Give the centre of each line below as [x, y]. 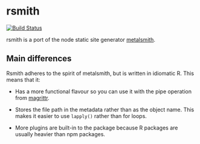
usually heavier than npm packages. [60, 134]
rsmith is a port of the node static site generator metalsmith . [81, 39]
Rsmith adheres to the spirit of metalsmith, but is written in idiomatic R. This [100, 73]
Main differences [39, 59]
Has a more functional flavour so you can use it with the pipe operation [103, 91]
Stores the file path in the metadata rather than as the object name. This [105, 110]
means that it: [23, 79]
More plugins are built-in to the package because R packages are [96, 128]
